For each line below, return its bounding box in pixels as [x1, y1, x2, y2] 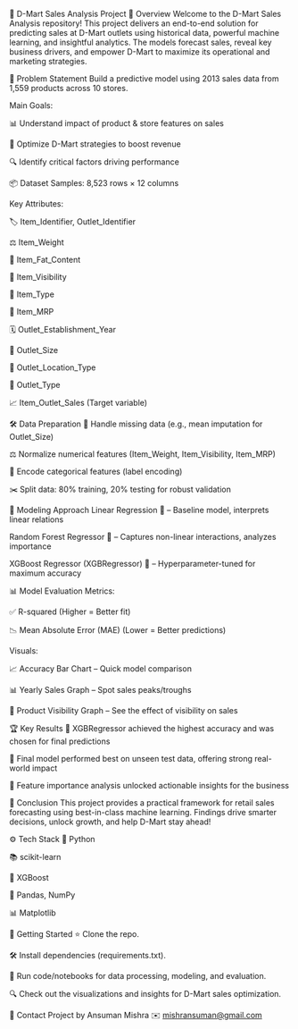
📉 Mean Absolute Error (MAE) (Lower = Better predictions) [9, 625, 227, 635]
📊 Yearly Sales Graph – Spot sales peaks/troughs [9, 685, 192, 695]
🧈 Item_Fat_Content [9, 255, 81, 265]
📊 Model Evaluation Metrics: [9, 586, 115, 596]
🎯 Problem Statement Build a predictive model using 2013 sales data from [9, 73, 279, 84]
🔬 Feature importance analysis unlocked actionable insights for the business [9, 780, 290, 790]
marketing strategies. [9, 56, 87, 66]
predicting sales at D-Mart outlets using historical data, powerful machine [9, 28, 280, 38]
